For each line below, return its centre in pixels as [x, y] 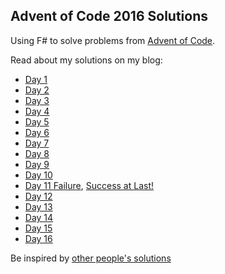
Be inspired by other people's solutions [91, 258]
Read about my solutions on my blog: [86, 60]
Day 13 [38, 206]
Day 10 [38, 175]
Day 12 [38, 196]
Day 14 [39, 217]
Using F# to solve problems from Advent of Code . [113, 40]
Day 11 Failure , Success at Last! [89, 185]
